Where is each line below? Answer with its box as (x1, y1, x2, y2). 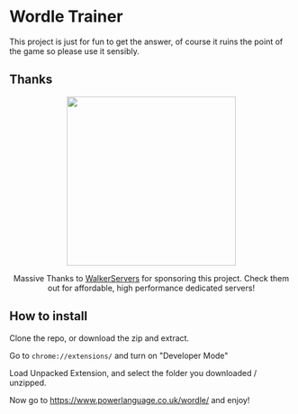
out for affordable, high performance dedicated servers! (48, 282, 255, 293)
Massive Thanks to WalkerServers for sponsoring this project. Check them (13, 272, 290, 283)
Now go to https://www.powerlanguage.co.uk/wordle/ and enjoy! (9, 394, 250, 405)
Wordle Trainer (9, 6, 123, 27)
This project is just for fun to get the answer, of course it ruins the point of (9, 36, 284, 47)
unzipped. (9, 377, 47, 388)
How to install (9, 308, 88, 324)
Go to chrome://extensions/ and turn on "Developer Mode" (9, 350, 229, 361)
